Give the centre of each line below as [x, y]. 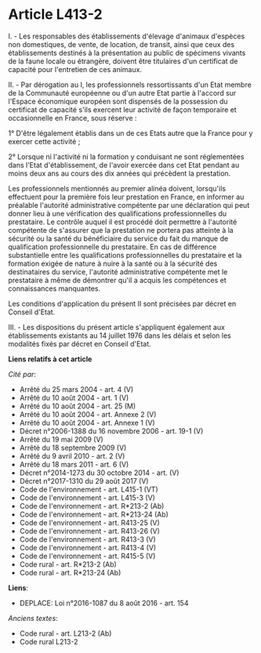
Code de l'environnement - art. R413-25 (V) [90, 522]
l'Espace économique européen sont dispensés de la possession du [118, 101]
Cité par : [22, 374]
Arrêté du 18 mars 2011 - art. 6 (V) [74, 464]
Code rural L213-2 [49, 641]
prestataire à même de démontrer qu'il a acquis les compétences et [117, 280]
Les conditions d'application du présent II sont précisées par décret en [122, 303]
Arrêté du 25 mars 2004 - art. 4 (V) [76, 389]
